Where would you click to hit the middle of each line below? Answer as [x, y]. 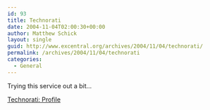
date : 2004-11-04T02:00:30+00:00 [56, 27]
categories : [25, 60]
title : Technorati [34, 20]
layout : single [30, 40]
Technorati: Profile [34, 99]
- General [28, 66]
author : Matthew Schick [42, 33]
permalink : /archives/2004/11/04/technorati [74, 53]
